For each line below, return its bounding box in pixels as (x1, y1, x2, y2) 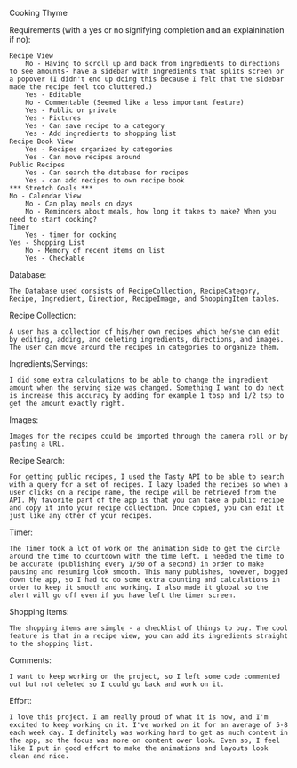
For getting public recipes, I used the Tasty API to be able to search (9, 473, 285, 481)
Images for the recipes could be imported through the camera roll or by (9, 432, 289, 441)
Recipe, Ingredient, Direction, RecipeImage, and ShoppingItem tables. (9, 295, 280, 303)
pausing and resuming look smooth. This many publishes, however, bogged (9, 568, 289, 577)
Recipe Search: (9, 456, 65, 465)
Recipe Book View (9, 137, 74, 146)
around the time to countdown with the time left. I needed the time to (9, 552, 285, 561)
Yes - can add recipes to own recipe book (25, 176, 185, 185)
